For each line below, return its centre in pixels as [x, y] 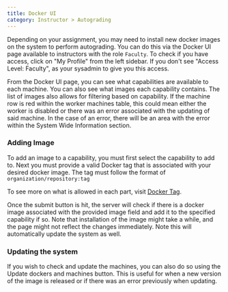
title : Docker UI [32, 13]
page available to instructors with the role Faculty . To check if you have [108, 54]
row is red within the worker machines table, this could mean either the [107, 103]
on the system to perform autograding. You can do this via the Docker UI [109, 47]
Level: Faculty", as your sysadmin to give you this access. [88, 68]
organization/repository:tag [48, 178]
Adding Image [31, 143]
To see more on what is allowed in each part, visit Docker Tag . [95, 191]
